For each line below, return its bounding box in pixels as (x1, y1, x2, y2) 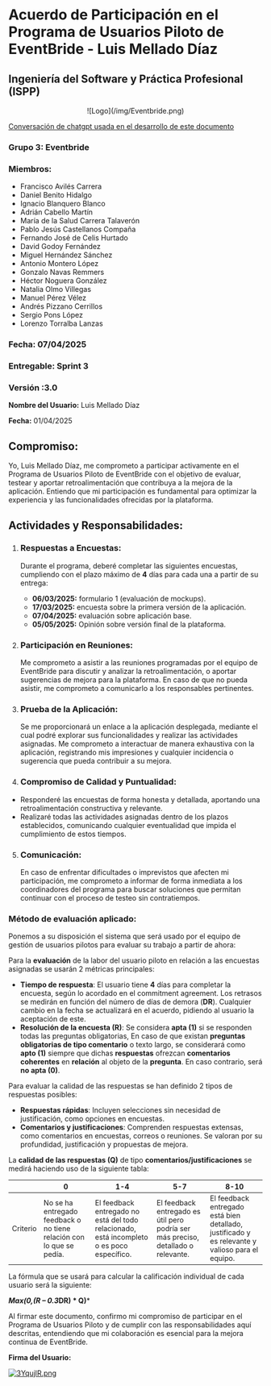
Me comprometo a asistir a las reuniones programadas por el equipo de (19, 658, 258, 668)
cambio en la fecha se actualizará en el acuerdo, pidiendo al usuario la (19, 1005, 255, 1015)
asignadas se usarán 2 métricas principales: (8, 964, 155, 974)
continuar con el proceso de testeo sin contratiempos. (19, 893, 200, 903)
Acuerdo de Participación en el (8, 6, 219, 24)
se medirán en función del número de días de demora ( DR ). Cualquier (19, 997, 252, 1007)
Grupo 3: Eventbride (8, 141, 90, 152)
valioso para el (209, 1245, 259, 1255)
